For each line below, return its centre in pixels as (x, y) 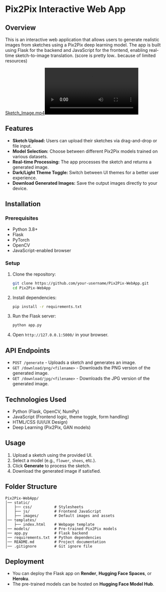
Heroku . (21, 579)
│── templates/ (21, 520)
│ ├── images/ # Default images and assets (60, 516)
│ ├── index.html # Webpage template (50, 524)
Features (19, 129)
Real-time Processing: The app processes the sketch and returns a (82, 162)
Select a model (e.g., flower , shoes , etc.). (54, 460)
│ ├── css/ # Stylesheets (44, 507)
